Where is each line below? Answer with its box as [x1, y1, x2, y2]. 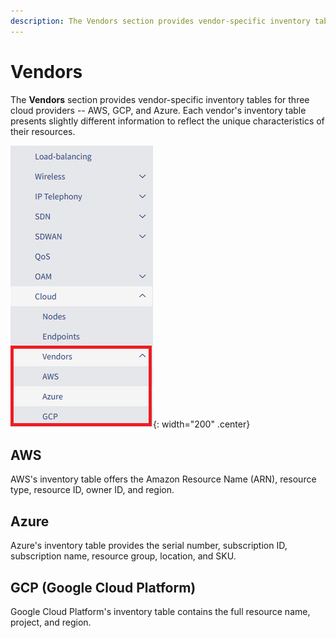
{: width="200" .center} [153, 418, 251, 430]
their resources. [10, 125, 76, 137]
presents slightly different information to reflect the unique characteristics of [10, 115, 325, 127]
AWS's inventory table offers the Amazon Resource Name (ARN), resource [10, 473, 317, 485]
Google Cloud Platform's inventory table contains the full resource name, [10, 606, 311, 617]
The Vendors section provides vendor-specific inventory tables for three [10, 93, 310, 105]
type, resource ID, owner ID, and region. [10, 484, 175, 496]
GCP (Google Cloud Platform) [10, 579, 197, 596]
